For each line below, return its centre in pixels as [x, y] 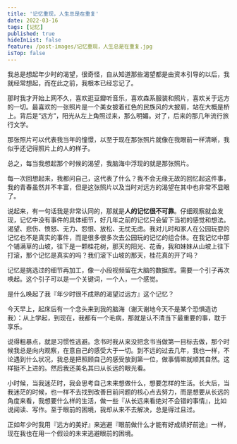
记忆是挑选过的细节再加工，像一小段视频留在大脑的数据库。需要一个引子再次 [119, 270]
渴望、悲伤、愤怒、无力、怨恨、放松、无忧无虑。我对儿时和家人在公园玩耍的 [119, 228]
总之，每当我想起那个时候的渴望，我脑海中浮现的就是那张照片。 [100, 163]
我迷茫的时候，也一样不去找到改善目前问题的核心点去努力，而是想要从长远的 [119, 392]
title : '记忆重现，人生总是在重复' [53, 14]
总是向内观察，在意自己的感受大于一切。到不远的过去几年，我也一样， [121, 350]
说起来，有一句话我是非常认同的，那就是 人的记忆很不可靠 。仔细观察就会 [112, 211]
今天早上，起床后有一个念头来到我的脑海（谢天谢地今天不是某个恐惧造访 [112, 308]
